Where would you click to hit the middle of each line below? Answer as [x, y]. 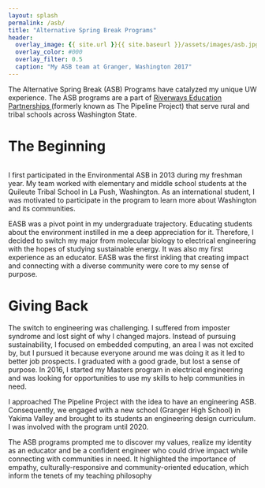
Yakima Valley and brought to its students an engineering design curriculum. [132, 418]
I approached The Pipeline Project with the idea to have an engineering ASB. [132, 401]
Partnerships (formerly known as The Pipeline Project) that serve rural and [129, 106]
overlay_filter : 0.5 [49, 60]
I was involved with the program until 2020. [78, 427]
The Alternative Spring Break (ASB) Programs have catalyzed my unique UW [132, 89]
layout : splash [33, 15]
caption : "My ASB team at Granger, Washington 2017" [104, 67]
